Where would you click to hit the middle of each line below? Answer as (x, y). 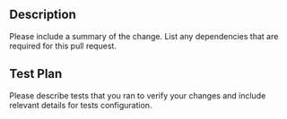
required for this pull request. (63, 46)
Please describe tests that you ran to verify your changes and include (138, 95)
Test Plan (36, 74)
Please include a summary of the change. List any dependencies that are (144, 36)
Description (43, 15)
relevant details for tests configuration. (81, 105)
